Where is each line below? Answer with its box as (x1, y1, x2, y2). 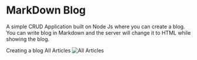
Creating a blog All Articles (6, 46, 71, 54)
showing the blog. (6, 35, 50, 42)
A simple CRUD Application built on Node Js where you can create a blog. (6, 23, 185, 30)
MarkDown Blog (6, 4, 86, 17)
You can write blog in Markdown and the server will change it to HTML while (6, 29, 191, 36)
